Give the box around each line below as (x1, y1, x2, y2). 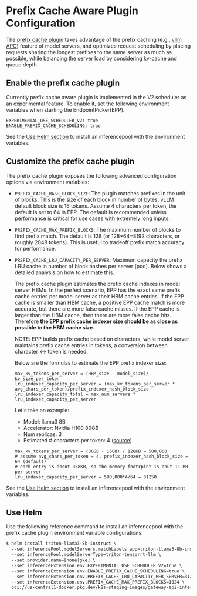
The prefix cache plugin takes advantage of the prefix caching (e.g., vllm (6, 36, 182, 43)
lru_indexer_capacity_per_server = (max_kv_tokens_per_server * (14, 381, 175, 387)
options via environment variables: (6, 178, 90, 185)
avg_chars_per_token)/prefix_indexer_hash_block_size (14, 386, 149, 392)
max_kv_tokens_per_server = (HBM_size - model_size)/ (14, 371, 149, 377)
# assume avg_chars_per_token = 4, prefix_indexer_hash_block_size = (14, 453, 189, 460)
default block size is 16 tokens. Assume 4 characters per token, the (14, 202, 177, 209)
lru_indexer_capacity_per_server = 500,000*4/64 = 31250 (14, 474, 157, 480)
